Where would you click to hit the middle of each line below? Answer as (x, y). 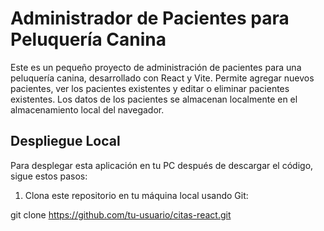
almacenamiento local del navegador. (87, 109)
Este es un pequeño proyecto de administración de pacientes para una (156, 67)
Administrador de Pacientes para (150, 18)
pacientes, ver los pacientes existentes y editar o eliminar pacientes (150, 88)
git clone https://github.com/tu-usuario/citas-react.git (121, 214)
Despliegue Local (65, 141)
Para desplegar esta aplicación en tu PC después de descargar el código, (162, 165)
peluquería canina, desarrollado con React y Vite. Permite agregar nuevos (162, 78)
